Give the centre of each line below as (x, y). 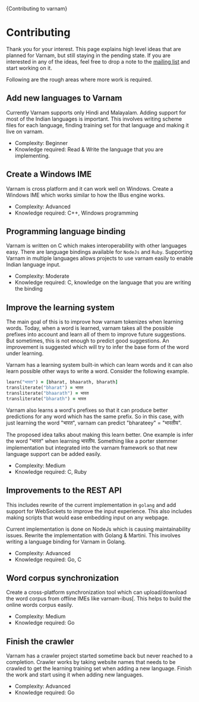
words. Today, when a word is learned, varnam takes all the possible (90, 328)
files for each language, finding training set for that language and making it (97, 125)
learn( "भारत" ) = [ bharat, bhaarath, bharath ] (62, 382)
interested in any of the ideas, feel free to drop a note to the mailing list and (98, 61)
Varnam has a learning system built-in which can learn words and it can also (99, 365)
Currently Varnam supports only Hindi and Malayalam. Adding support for (96, 112)
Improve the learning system (60, 308)
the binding (29, 289)
